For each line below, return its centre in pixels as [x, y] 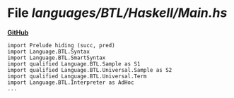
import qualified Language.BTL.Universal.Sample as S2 [90, 70]
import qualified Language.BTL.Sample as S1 [74, 64]
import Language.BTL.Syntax [49, 51]
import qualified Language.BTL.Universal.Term [77, 76]
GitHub [18, 32]
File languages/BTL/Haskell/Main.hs [117, 13]
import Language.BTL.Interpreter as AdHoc [71, 82]
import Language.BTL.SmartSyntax [57, 58]
